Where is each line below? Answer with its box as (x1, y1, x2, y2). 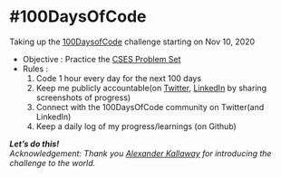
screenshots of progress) (35, 92, 131, 103)
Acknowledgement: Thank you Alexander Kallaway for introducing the (9, 147, 272, 159)
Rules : (22, 63, 48, 74)
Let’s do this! (9, 138, 60, 149)
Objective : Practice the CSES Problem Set (22, 53, 181, 64)
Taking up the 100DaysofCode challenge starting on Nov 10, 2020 (9, 36, 256, 47)
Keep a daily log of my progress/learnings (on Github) (35, 120, 237, 132)
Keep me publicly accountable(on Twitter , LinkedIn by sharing (35, 82, 267, 93)
